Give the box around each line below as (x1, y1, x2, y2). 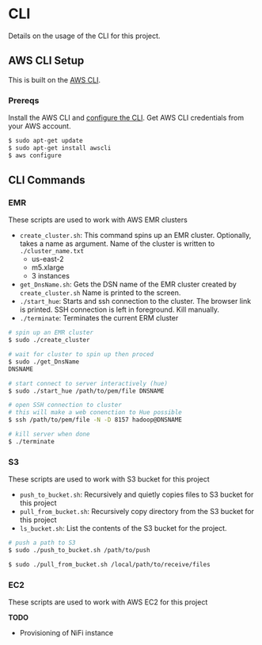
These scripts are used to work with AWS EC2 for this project (8, 597, 208, 607)
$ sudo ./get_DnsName (8, 358, 80, 366)
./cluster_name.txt (19, 248, 85, 255)
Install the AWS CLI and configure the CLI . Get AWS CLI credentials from (8, 113, 244, 123)
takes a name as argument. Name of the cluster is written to (19, 239, 215, 248)
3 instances (31, 271, 70, 281)
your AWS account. (8, 121, 71, 131)
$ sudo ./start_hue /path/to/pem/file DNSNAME (8, 386, 165, 395)
